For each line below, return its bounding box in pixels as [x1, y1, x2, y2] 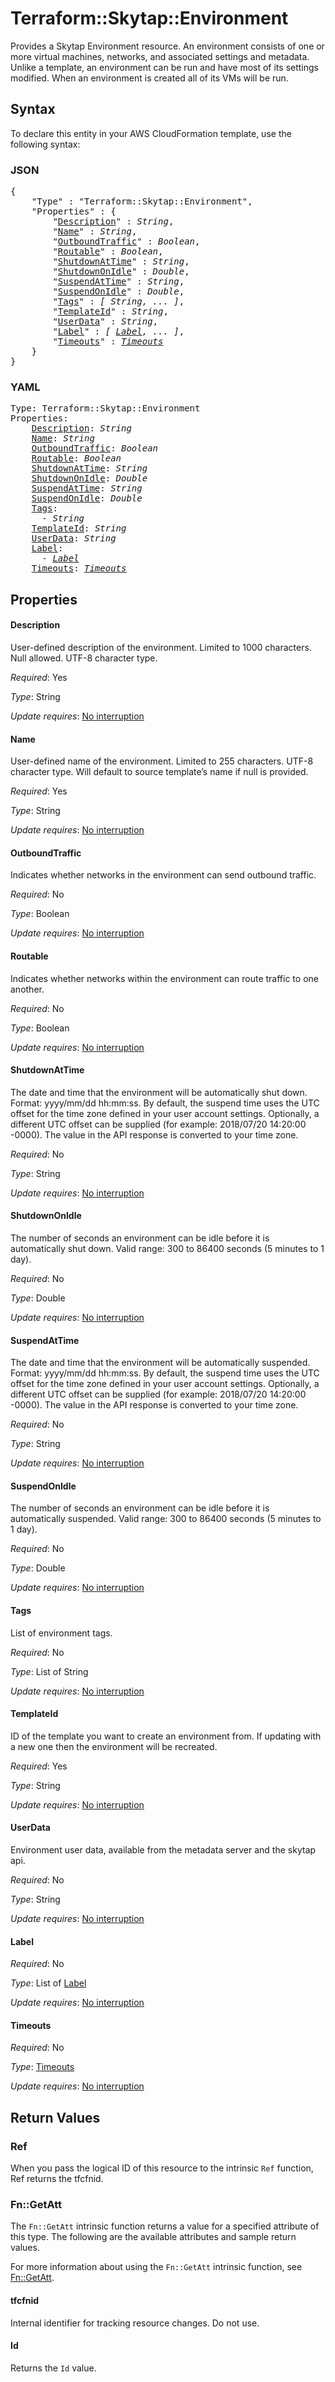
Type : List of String [10, 1665, 89, 1677]
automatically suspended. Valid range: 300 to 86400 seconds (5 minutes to [10, 1513, 322, 1525]
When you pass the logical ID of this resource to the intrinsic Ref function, [10, 2162, 314, 2174]
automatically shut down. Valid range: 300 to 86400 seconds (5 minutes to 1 [10, 1242, 325, 1254]
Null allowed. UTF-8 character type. [10, 652, 158, 664]
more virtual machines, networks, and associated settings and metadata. [10, 50, 310, 62]
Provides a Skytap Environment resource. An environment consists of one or [10, 40, 325, 52]
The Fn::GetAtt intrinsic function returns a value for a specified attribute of [10, 2220, 320, 2232]
